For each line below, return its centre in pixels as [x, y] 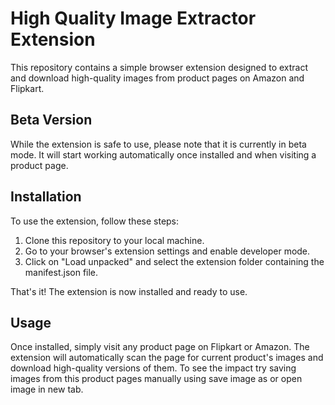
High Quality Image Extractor [133, 18]
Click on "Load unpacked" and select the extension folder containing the [174, 261]
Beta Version [51, 120]
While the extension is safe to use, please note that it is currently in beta [158, 144]
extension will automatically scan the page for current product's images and [167, 358]
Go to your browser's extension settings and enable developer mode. [167, 251]
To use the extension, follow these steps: [95, 221]
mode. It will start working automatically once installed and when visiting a [163, 154]
